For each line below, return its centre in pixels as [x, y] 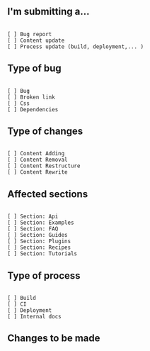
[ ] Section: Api [33, 217]
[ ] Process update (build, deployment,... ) [75, 46]
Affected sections [48, 194]
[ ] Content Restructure [44, 166]
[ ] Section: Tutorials [42, 254]
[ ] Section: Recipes [39, 247]
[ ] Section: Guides [38, 235]
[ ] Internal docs [34, 317]
